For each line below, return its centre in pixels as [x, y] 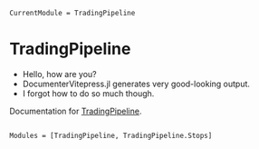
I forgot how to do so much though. [88, 93]
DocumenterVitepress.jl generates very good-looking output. [136, 84]
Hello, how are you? [59, 74]
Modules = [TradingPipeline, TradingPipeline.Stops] [111, 135]
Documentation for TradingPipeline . [76, 111]
